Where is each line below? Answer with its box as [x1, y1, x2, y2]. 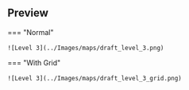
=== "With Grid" [7, 57, 61, 67]
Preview [7, 6, 49, 20]
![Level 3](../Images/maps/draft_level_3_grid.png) [7, 74, 182, 82]
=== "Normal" [7, 27, 54, 37]
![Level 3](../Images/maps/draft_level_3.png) [7, 44, 164, 52]
